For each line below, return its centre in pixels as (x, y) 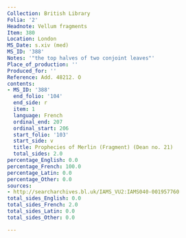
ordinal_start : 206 (41, 128)
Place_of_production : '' (43, 64)
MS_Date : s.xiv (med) (38, 45)
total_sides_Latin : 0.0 (41, 211)
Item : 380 (21, 33)
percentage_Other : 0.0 (39, 179)
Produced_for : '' (32, 71)
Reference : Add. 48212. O (44, 77)
